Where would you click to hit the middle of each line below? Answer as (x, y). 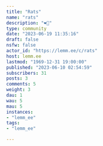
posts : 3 (17, 78)
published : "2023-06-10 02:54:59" (49, 67)
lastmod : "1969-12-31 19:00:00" (46, 62)
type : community (26, 28)
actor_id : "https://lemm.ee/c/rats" (52, 51)
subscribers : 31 (26, 73)
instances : (20, 112)
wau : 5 (14, 101)
